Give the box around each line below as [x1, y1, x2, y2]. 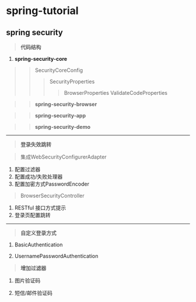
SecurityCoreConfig [34, 67, 83, 74]
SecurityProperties [49, 78, 95, 85]
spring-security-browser [34, 101, 97, 108]
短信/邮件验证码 [14, 290, 52, 296]
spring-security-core [14, 56, 68, 62]
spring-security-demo [34, 123, 91, 130]
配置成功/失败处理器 [14, 173, 63, 180]
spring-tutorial [6, 4, 79, 18]
